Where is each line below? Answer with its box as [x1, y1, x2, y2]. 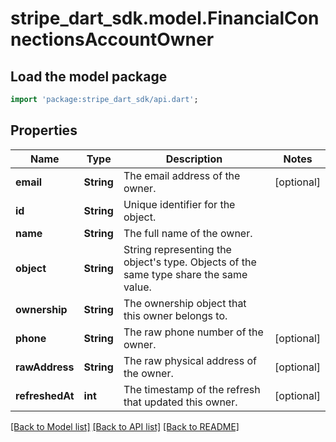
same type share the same [123, 267, 248, 281]
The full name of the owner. [123, 226, 253, 240]
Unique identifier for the [123, 197, 236, 211]
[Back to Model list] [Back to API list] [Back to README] [10, 420, 240, 432]
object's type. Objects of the [123, 255, 257, 269]
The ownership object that [123, 296, 247, 310]
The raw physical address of [123, 353, 257, 367]
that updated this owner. [123, 395, 238, 409]
